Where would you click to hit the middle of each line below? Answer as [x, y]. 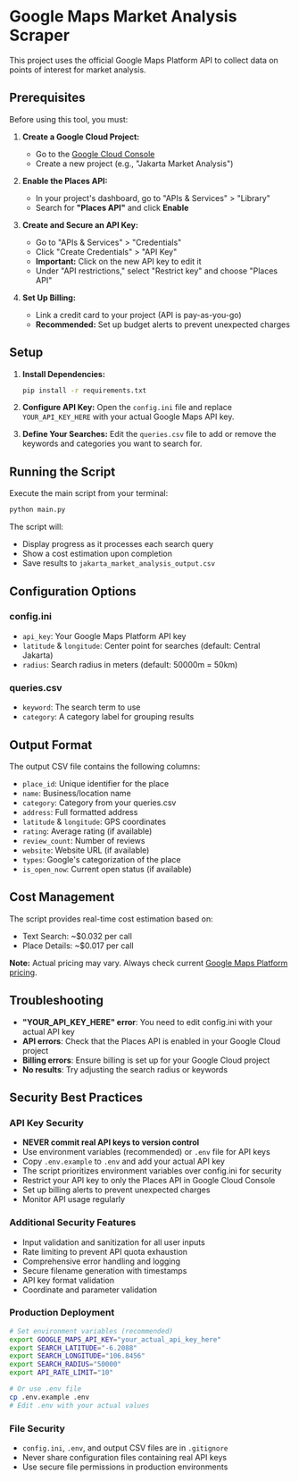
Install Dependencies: [63, 374]
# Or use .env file [46, 1389]
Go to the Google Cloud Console [95, 154]
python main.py [37, 510]
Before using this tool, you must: [69, 119]
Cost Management [62, 897]
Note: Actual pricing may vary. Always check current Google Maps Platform [149, 963]
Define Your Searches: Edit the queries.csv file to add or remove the [149, 434]
